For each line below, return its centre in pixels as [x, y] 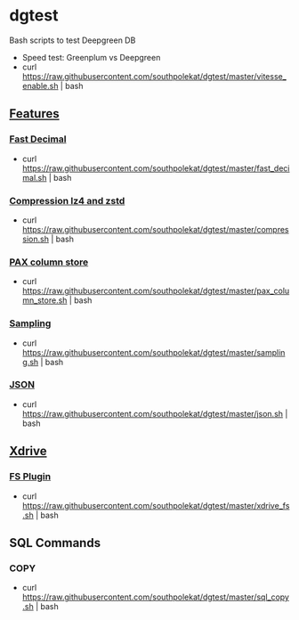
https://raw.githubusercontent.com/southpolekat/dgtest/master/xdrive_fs [156, 505]
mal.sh [34, 177]
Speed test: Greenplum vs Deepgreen [91, 57]
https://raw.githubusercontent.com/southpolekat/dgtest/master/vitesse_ [154, 76]
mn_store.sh [44, 300]
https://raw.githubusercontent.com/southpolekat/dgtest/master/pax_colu [156, 291]
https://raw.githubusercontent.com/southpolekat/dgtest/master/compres [155, 229]
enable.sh [40, 86]
